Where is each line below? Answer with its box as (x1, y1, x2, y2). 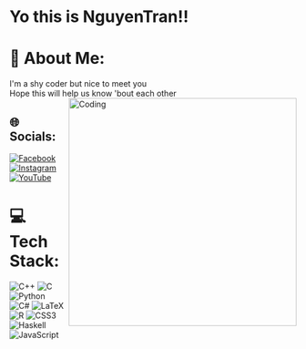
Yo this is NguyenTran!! (9, 6, 189, 27)
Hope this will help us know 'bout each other (9, 88, 178, 99)
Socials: (9, 128, 56, 144)
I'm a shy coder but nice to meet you (9, 78, 148, 89)
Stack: (9, 251, 60, 272)
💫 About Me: (9, 48, 106, 69)
